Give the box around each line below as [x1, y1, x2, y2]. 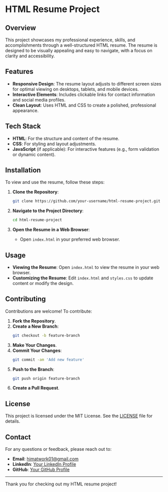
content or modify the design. [12, 280, 74, 286]
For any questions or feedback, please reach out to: [5, 446, 111, 452]
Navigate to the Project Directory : [12, 208, 84, 214]
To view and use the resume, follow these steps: [5, 179, 105, 185]
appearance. [12, 107, 39, 114]
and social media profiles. [12, 96, 66, 103]
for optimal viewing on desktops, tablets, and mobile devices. [12, 86, 139, 92]
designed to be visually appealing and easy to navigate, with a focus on [5, 48, 152, 53]
